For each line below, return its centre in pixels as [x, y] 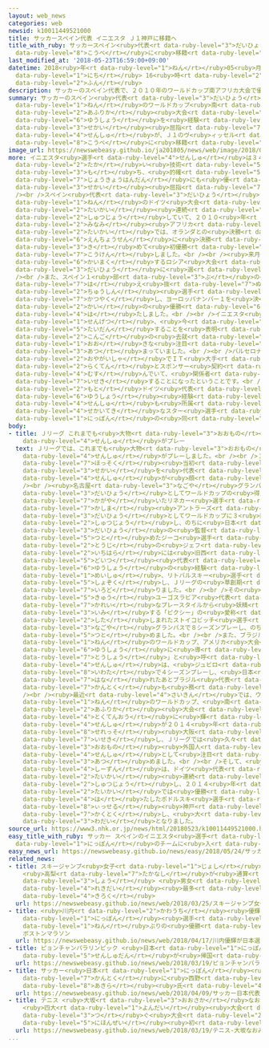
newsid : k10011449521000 [50, 30]
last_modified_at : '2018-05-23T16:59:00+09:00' [89, 61]
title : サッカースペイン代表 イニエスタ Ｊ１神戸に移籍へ [93, 38]
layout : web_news [37, 16]
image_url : [26, 150]
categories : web [35, 23]
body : [17, 426]
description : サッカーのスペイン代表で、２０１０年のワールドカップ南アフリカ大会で [133, 90]
